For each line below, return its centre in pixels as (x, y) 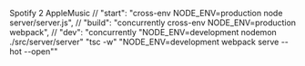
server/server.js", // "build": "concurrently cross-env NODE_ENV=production (153, 23)
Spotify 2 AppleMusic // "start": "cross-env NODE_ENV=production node (146, 13)
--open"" (41, 52)
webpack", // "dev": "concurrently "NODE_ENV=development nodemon (143, 32)
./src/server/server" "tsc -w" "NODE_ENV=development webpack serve (144, 42)
